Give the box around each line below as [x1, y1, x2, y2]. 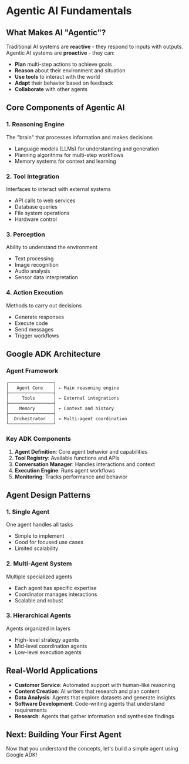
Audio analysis [14, 267, 50, 274]
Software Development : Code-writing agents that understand [14, 700, 165, 707]
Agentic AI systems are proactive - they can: [6, 49, 115, 56]
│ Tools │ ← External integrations [6, 396, 119, 401]
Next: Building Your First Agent [6, 730, 122, 740]
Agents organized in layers [6, 625, 71, 632]
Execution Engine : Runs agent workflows [14, 467, 116, 474]
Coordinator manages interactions [14, 591, 97, 598]
